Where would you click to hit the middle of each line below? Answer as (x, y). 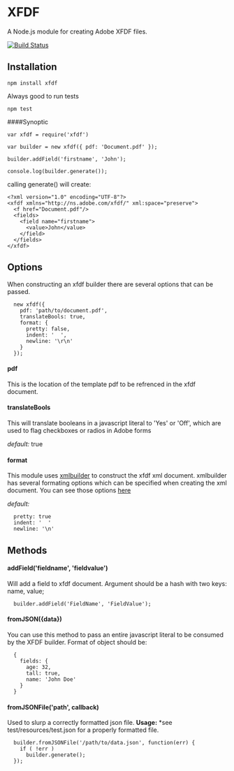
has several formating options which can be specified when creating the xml (117, 483)
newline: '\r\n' (49, 341)
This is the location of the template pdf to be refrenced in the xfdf (102, 384)
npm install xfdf (32, 83)
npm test (20, 109)
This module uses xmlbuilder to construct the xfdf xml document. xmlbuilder (117, 476)
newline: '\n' (34, 529)
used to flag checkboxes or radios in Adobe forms (79, 430)
